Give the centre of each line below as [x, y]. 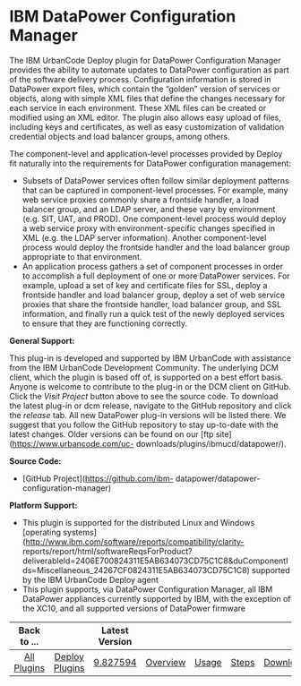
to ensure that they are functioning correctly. [105, 323]
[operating [41, 532]
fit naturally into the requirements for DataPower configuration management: [150, 163]
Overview [166, 662]
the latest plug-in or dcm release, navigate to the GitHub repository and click [150, 406]
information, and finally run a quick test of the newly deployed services [153, 313]
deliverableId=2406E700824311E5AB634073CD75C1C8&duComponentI [155, 561]
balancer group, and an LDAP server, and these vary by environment [149, 209]
